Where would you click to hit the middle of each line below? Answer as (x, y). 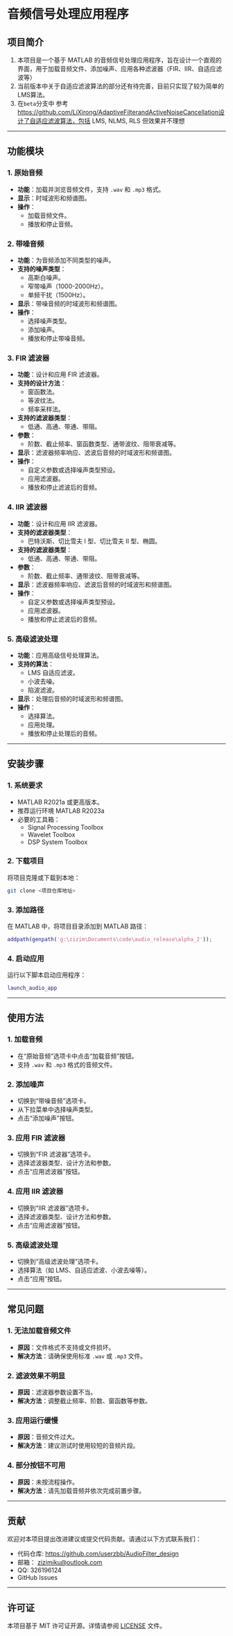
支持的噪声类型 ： (42, 269)
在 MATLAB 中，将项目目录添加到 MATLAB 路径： (78, 926)
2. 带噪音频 (26, 244)
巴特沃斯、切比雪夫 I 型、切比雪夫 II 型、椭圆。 (94, 541)
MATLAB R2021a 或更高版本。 (60, 802)
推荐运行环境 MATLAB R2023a (61, 811)
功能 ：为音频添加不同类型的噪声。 (66, 260)
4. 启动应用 (26, 958)
